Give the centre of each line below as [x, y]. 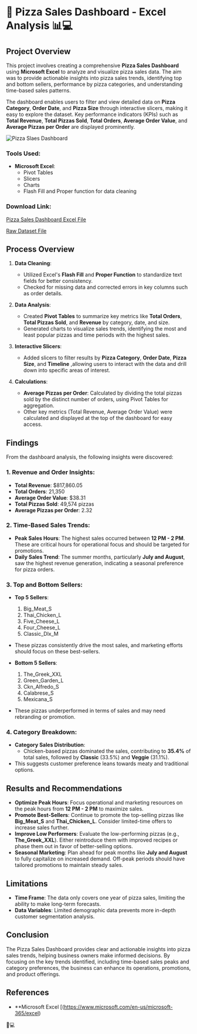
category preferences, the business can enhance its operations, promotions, [98, 968]
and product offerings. [33, 974]
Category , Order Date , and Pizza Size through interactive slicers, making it [97, 108]
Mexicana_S [38, 699]
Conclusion [28, 935]
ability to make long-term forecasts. [58, 904]
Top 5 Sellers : [31, 598]
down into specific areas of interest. [67, 371]
